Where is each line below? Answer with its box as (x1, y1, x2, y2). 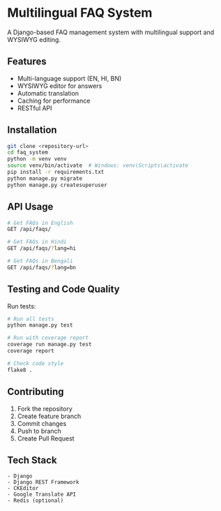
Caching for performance (17, 96, 91, 105)
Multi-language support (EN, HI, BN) (17, 74, 122, 82)
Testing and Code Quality (7, 283, 120, 295)
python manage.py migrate (7, 175, 82, 182)
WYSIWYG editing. (7, 35, 61, 43)
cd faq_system (7, 149, 49, 156)
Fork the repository (17, 404, 73, 413)
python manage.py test (7, 322, 73, 329)
